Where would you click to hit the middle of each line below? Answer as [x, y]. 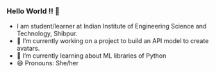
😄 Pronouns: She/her [48, 63]
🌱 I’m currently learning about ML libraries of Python [91, 56]
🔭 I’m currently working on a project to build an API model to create [113, 41]
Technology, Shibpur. [47, 33]
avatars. [28, 49]
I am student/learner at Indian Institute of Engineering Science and [111, 26]
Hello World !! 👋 [33, 11]
